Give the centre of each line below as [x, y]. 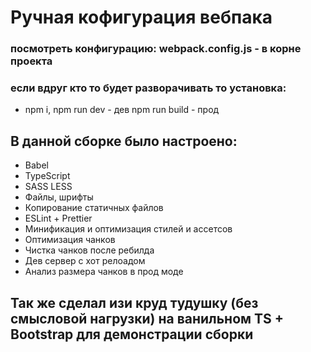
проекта [31, 61]
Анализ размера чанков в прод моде [104, 272]
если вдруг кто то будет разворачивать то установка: [148, 88]
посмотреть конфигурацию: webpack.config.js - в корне [156, 49]
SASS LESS [48, 187]
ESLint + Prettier [58, 218]
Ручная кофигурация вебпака [141, 17]
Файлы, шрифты [59, 197]
